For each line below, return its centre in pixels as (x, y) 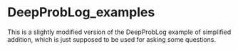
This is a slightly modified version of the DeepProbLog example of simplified (119, 32)
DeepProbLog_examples (81, 12)
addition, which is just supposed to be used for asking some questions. (112, 39)
